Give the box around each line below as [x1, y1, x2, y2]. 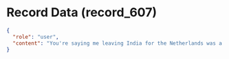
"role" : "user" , [12, 33, 59, 40]
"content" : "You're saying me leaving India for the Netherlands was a [12, 39, 223, 47]
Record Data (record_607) [6, 5, 157, 20]
